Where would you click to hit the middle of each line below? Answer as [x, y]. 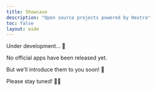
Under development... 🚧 [36, 46]
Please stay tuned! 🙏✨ [34, 81]
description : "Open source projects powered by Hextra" [78, 18]
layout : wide [23, 29]
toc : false [20, 23]
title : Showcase [27, 12]
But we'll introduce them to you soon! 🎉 [56, 70]
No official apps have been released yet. [57, 58]
